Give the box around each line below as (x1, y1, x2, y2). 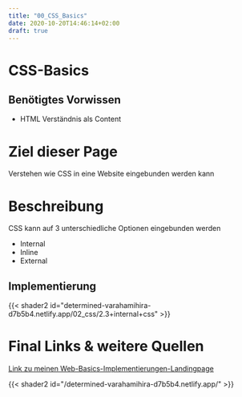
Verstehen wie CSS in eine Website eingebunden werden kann (8, 169, 215, 179)
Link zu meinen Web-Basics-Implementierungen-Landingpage (8, 364, 214, 373)
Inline (19, 248, 38, 257)
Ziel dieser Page (8, 142, 118, 160)
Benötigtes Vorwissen (8, 93, 122, 107)
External (19, 256, 48, 265)
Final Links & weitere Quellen (8, 338, 204, 355)
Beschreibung (8, 197, 104, 215)
